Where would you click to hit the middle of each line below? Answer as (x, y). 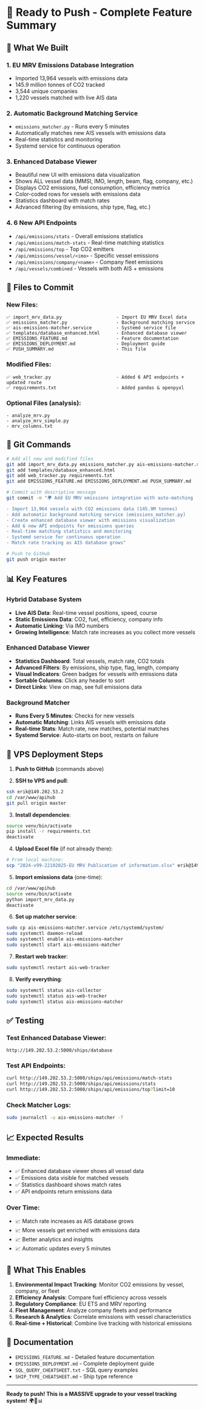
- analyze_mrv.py (28, 416)
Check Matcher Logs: (39, 1105)
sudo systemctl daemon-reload (45, 934)
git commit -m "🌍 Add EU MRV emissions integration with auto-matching (100, 498)
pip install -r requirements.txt (49, 832)
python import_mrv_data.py (40, 899)
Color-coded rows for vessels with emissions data (78, 194)
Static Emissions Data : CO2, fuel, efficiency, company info (89, 619)
